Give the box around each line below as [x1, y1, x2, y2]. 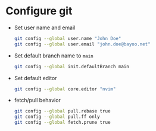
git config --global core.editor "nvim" [14, 86, 116, 92]
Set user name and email [14, 24, 76, 31]
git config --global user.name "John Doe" [14, 35, 121, 41]
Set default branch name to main [14, 52, 93, 59]
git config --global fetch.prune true [14, 120, 111, 126]
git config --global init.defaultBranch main [14, 63, 129, 69]
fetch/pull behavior [14, 97, 61, 104]
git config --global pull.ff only [14, 114, 100, 120]
